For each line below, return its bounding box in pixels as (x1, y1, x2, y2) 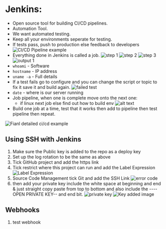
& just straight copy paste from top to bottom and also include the (12, 186, 148, 192)
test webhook (12, 219, 41, 225)
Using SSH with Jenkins (5, 135, 82, 144)
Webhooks (5, 206, 40, 214)
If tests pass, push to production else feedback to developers (12, 41, 139, 47)
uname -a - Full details (12, 73, 58, 79)
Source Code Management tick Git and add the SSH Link (12, 175, 130, 181)
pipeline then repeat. (12, 110, 56, 117)
